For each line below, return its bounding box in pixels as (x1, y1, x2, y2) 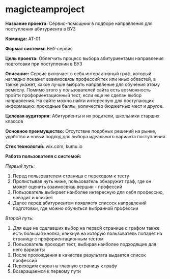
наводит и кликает (12, 194, 53, 200)
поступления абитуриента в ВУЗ (5, 25, 76, 32)
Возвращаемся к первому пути (12, 268, 81, 274)
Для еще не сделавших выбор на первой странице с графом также (12, 225, 160, 231)
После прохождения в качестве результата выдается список (12, 252, 146, 258)
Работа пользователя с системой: (5, 153, 81, 159)
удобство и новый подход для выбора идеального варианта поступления (5, 133, 165, 139)
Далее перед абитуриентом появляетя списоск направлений (12, 200, 147, 206)
